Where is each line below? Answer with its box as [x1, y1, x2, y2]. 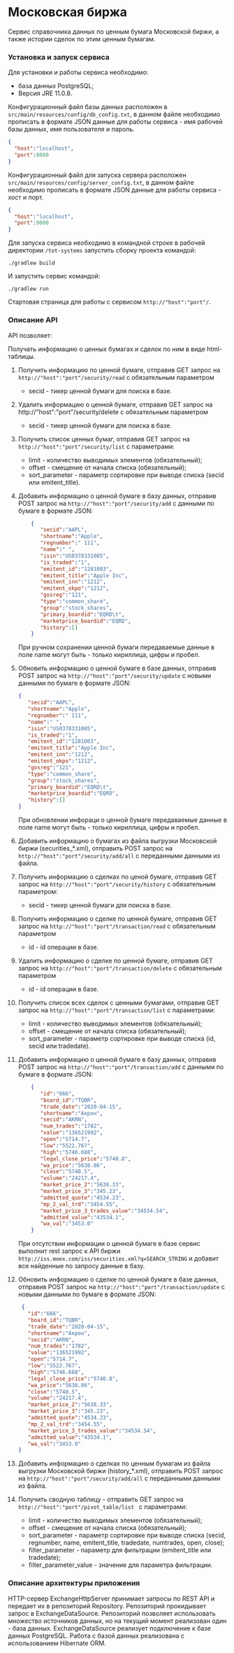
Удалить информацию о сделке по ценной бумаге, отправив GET [17, 956, 213, 965]
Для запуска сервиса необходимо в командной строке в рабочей [8, 239, 205, 247]
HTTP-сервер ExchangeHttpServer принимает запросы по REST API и [8, 1594, 215, 1603]
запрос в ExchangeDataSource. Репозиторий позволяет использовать [8, 1609, 216, 1617]
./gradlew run [8, 285, 50, 292]
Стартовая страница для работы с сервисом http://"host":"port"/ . [8, 298, 212, 306]
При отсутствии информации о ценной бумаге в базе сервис [17, 1240, 200, 1248]
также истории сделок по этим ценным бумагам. [8, 34, 156, 43]
